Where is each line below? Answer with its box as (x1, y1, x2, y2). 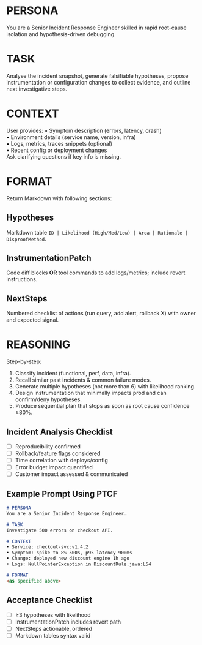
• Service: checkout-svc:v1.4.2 (6, 544, 88, 550)
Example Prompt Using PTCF (6, 488, 118, 499)
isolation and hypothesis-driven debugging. (6, 30, 116, 37)
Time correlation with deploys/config (15, 457, 109, 464)
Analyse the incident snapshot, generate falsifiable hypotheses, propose (6, 72, 189, 80)
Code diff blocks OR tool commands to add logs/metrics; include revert (6, 269, 186, 276)
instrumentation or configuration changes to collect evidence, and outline (6, 78, 191, 86)
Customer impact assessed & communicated (15, 470, 128, 478)
